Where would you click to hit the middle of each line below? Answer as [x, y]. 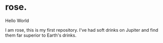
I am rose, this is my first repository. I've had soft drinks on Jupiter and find [82, 30]
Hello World [17, 21]
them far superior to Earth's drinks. [41, 35]
